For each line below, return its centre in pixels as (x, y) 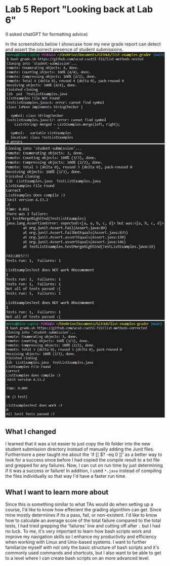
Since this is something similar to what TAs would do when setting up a (79, 504)
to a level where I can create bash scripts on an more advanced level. (78, 558)
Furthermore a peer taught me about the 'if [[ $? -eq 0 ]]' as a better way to (84, 454)
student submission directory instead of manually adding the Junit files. (80, 449)
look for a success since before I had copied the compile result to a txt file (82, 460)
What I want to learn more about (57, 492)
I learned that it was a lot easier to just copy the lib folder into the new (78, 444)
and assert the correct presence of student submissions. (65, 49)
